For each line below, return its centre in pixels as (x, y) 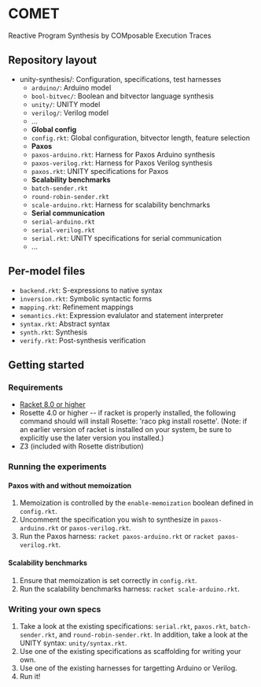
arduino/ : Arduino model (71, 87)
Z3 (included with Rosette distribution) (81, 446)
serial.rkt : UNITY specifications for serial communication (127, 238)
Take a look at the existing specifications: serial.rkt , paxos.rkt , (124, 626)
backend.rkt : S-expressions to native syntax (91, 290)
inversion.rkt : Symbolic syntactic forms (85, 298)
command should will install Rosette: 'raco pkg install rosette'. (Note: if (133, 421)
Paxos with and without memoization (70, 486)
